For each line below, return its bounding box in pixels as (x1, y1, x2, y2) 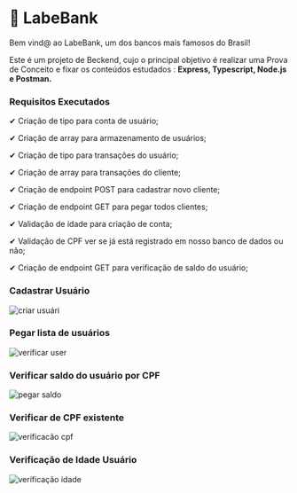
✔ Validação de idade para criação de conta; (9, 219, 173, 230)
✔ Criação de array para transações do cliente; (9, 168, 182, 178)
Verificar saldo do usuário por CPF (9, 369, 160, 381)
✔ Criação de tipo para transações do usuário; (9, 150, 179, 160)
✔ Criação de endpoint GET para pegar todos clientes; (9, 201, 208, 212)
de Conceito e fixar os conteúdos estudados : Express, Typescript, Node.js (9, 64, 287, 74)
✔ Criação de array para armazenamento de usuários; (9, 133, 207, 144)
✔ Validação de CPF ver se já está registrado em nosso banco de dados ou (9, 236, 284, 246)
